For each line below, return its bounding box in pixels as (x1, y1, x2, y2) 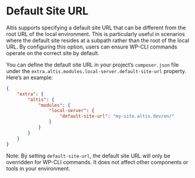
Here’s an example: (6, 74, 54, 81)
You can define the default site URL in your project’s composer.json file (6, 61, 179, 68)
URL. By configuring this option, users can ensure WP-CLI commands (6, 43, 178, 50)
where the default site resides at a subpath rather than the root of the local (6, 37, 190, 44)
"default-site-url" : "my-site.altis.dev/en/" (59, 113, 175, 119)
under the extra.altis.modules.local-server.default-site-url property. (6, 67, 187, 74)
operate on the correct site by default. (6, 49, 100, 56)
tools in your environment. (6, 165, 70, 172)
